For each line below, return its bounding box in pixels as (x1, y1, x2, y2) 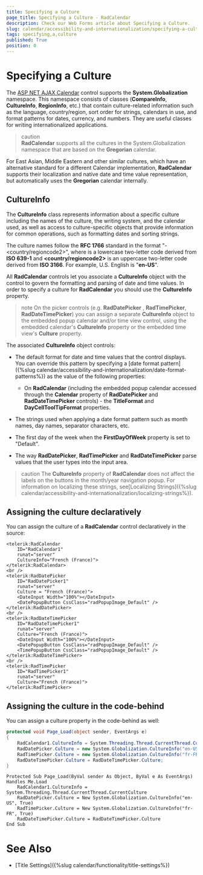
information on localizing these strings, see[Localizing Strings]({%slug (21, 483, 197, 490)
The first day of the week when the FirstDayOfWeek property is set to (14, 433, 190, 441)
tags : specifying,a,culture (6, 32, 77, 38)
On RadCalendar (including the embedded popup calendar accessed (24, 384, 196, 391)
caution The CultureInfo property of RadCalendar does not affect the (21, 470, 195, 477)
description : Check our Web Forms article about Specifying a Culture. (6, 20, 190, 26)
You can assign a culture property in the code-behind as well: (6, 717, 160, 725)
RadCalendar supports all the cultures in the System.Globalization (21, 139, 185, 146)
